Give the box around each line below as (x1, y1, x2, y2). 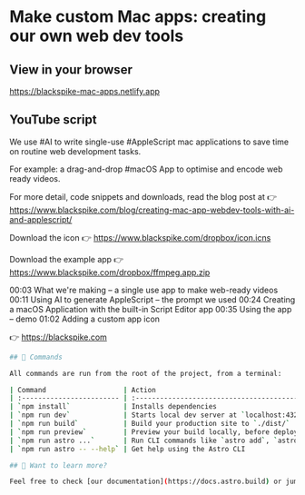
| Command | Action (9, 385, 156, 394)
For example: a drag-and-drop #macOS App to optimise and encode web (9, 163, 283, 174)
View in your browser (9, 62, 133, 77)
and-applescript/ (9, 213, 73, 224)
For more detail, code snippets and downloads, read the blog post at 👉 (9, 191, 277, 202)
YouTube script (9, 112, 97, 128)
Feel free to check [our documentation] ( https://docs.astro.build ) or (9, 477, 282, 487)
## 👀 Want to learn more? (9, 460, 107, 470)
